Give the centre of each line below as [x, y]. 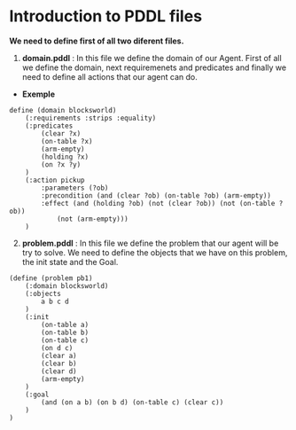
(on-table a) [65, 324]
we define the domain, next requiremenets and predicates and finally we [154, 67]
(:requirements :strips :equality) [91, 118]
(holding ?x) [65, 157]
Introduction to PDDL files [105, 16]
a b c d [55, 301]
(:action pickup [55, 180]
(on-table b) [65, 332]
